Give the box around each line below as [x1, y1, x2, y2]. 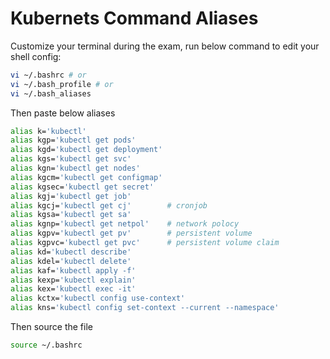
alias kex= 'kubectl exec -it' [10, 284, 137, 294]
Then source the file [10, 321, 93, 333]
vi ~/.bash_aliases [10, 88, 92, 99]
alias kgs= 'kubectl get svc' [10, 154, 132, 164]
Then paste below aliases [10, 107, 116, 119]
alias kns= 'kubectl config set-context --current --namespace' [10, 303, 280, 313]
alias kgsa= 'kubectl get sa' [10, 210, 132, 220]
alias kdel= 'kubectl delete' [10, 256, 132, 266]
